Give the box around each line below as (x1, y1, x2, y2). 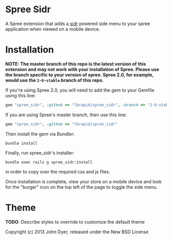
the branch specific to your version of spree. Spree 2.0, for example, (5, 72, 154, 78)
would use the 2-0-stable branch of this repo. (5, 77, 104, 83)
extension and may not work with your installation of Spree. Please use (5, 66, 160, 72)
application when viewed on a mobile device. (5, 26, 100, 32)
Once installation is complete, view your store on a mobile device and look (5, 178, 162, 185)
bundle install (5, 141, 38, 146)
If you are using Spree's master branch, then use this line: (5, 112, 127, 118)
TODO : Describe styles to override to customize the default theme (5, 219, 145, 225)
